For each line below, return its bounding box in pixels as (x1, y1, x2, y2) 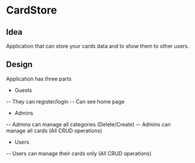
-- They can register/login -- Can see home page (6, 98, 125, 105)
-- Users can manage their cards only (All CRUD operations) (6, 149, 152, 157)
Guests (14, 87, 32, 94)
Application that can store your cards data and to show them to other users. (6, 42, 190, 49)
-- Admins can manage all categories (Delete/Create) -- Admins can (6, 121, 171, 128)
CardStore (6, 4, 58, 17)
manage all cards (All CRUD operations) (6, 127, 103, 134)
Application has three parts (6, 75, 72, 82)
